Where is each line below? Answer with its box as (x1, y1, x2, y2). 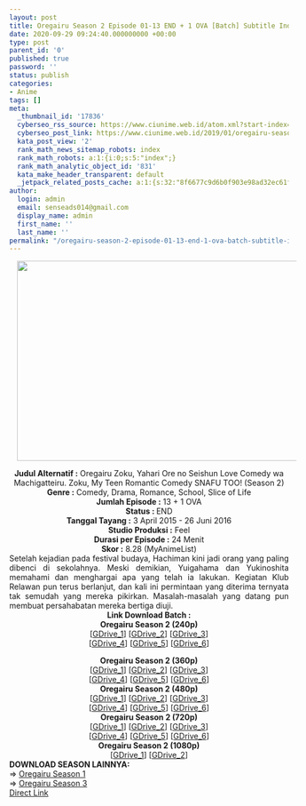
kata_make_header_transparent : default (17, 170, 165, 179)
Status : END (125, 506, 173, 516)
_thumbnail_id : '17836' (17, 112, 105, 121)
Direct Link (9, 787, 49, 798)
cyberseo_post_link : (17, 129, 93, 138)
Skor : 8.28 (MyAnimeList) (101, 544, 197, 555)
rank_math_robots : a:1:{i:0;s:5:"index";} (17, 153, 177, 163)
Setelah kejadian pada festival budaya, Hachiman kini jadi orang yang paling (9, 553, 289, 564)
